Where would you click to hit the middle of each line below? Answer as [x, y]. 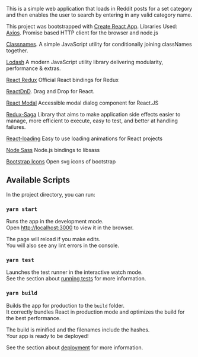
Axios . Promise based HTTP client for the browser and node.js [82, 33]
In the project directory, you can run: [51, 194]
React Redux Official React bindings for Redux [63, 80]
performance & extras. [33, 68]
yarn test [20, 260]
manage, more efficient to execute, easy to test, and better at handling [92, 121]
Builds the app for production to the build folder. [66, 305]
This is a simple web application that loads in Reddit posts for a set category [99, 9]
